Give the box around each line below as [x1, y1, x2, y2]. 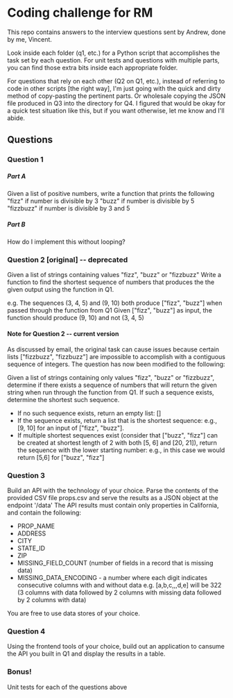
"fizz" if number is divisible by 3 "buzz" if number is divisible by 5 [7, 197, 195, 206]
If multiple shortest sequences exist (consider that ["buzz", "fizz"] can [17, 431, 218, 439]
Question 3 [7, 470, 45, 480]
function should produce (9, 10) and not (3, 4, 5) [7, 314, 144, 322]
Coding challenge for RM [7, 5, 153, 21]
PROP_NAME [17, 522, 55, 530]
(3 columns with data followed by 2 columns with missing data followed [17, 588, 222, 597]
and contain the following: [7, 508, 82, 517]
